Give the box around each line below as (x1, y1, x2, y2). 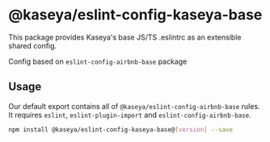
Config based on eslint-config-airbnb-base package (8, 56, 188, 66)
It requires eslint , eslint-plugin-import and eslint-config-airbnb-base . (8, 110, 252, 119)
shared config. (8, 40, 57, 50)
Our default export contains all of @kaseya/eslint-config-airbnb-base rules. (8, 101, 260, 111)
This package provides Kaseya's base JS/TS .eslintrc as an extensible (8, 32, 242, 42)
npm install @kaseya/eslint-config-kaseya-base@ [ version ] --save (8, 125, 233, 134)
